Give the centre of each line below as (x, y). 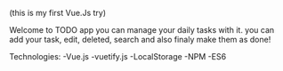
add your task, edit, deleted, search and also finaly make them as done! (140, 39)
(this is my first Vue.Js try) (58, 13)
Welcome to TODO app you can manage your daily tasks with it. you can (142, 30)
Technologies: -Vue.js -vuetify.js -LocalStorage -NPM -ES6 (118, 56)
